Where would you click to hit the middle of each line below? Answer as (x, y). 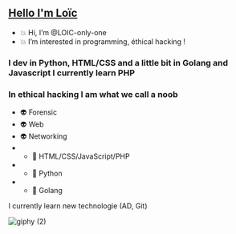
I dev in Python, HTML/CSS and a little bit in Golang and (118, 63)
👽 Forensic (39, 112)
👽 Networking (43, 136)
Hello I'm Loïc (43, 13)
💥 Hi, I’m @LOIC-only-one (63, 32)
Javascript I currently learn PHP (71, 73)
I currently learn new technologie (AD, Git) (78, 206)
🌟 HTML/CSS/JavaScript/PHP (81, 156)
